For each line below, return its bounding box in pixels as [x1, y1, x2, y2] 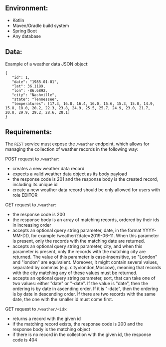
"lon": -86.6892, [11, 88, 48, 93]
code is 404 [12, 337, 37, 343]
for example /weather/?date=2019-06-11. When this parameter [31, 233, 160, 239]
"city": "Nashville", [11, 92, 57, 97]
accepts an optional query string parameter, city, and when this [12, 243, 143, 249]
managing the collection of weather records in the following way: [5, 146, 139, 152]
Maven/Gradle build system [12, 22, 69, 28]
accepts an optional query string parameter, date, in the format [12, 227, 142, 234]
